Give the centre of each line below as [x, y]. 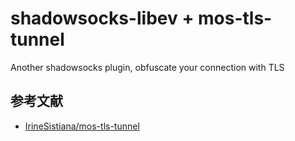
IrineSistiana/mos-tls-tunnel [82, 126]
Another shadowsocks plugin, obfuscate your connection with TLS [147, 67]
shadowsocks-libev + [102, 18]
